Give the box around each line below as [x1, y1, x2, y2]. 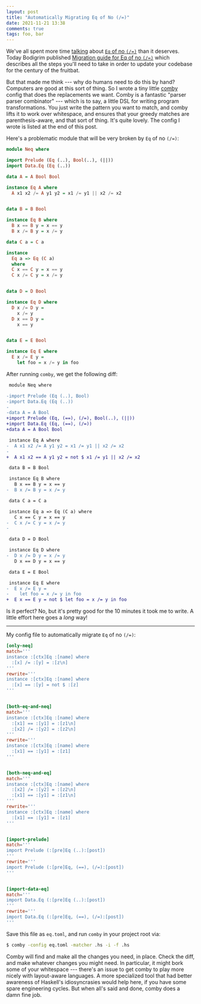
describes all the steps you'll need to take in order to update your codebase [6, 61, 193, 68]
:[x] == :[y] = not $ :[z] [11, 682, 79, 688]
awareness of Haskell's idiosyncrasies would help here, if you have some [6, 978, 187, 985]
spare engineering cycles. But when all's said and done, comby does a [6, 985, 181, 992]
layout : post [6, 8, 39, 15]
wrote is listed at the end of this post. [6, 123, 98, 130]
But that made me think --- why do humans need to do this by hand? [6, 79, 175, 86]
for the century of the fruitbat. [6, 67, 80, 74]
